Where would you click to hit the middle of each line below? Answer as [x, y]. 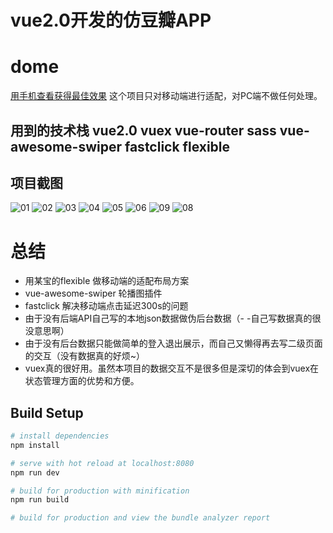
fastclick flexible [177, 146]
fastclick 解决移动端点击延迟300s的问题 [106, 306]
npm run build [40, 500]
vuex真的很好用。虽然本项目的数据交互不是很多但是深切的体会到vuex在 [172, 368]
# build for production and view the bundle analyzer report [140, 518]
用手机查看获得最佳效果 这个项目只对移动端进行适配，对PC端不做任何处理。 [166, 96]
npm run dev [35, 472]
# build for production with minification [100, 491]
